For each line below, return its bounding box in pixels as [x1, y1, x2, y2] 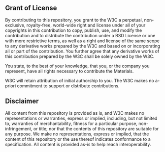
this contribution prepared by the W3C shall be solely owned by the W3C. [5, 53, 155, 59]
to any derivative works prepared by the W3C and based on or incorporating [5, 43, 161, 49]
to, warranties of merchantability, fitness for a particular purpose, [5, 120, 138, 127]
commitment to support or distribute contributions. [17, 83, 120, 89]
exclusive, [5, 22, 26, 28]
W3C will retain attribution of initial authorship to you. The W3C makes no [5, 77, 154, 83]
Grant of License [5, 4, 57, 12]
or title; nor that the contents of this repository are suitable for [33, 126, 159, 131]
